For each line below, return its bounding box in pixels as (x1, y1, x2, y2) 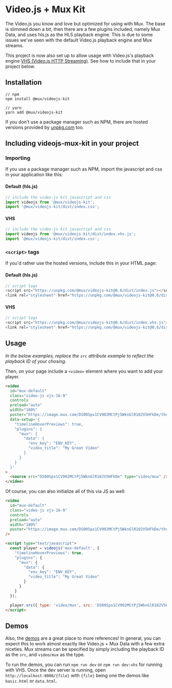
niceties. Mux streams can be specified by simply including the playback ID (5, 646, 164, 653)
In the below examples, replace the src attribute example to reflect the (5, 353, 154, 359)
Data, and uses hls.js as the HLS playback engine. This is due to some (5, 31, 153, 37)
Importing (5, 155, 31, 162)
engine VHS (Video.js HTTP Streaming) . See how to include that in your (5, 58, 156, 64)
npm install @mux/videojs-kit (5, 96, 70, 101)
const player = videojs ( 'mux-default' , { (10, 546, 100, 551)
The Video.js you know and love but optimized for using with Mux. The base (5, 21, 165, 27)
